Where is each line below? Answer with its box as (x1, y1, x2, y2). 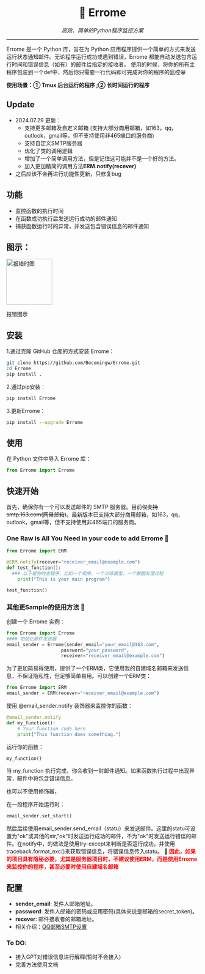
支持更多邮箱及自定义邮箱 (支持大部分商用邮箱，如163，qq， (24, 124, 177, 132)
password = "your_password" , (60, 647, 130, 653)
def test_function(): (6, 565, 62, 571)
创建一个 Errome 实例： (6, 617, 65, 625)
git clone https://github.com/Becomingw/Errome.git (6, 360, 140, 366)
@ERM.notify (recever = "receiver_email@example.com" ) (6, 559, 140, 565)
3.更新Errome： (6, 407, 46, 414)
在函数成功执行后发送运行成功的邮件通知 (15, 215, 117, 222)
